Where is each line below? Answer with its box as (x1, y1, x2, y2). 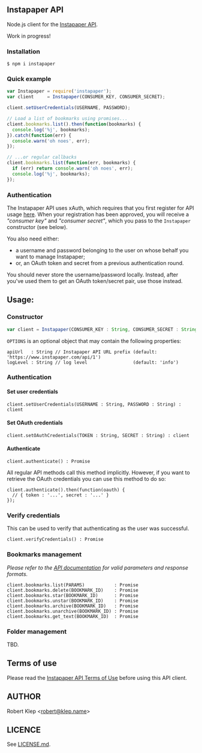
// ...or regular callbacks (7, 154, 77, 161)
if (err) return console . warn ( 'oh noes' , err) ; (12, 165, 134, 171)
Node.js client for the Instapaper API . (7, 20, 98, 28)
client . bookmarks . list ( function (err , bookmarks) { (7, 160, 136, 166)
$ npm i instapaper (7, 61, 56, 67)
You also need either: (7, 235, 59, 242)
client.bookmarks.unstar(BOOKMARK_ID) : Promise (7, 598, 138, 604)
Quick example (7, 75, 52, 83)
